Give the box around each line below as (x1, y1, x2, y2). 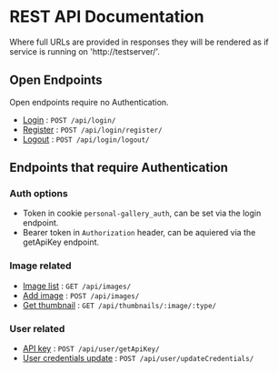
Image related (9, 259, 72, 272)
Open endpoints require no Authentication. (9, 96, 170, 107)
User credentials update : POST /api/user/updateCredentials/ (22, 353, 254, 364)
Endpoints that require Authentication (9, 160, 229, 176)
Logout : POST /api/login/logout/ (22, 134, 150, 145)
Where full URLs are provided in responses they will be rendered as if (9, 36, 270, 47)
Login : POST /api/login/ (22, 114, 116, 125)
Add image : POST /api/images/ (22, 289, 140, 301)
